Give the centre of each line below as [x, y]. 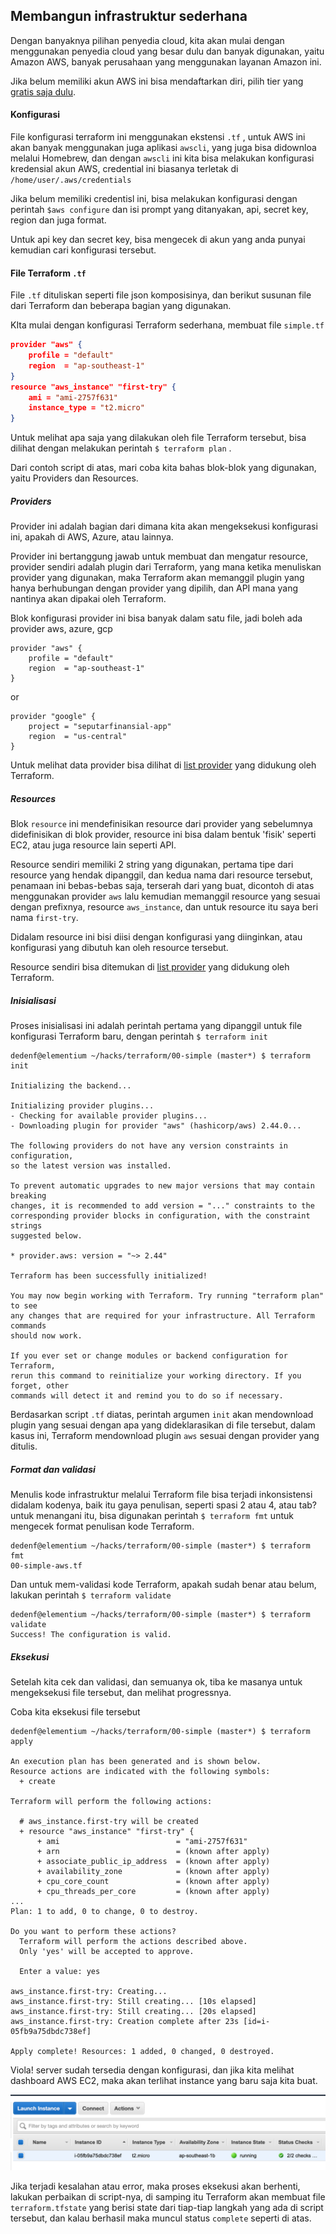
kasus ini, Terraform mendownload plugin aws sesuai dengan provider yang [165, 1436]
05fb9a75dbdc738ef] [51, 2032]
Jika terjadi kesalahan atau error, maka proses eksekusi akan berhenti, [155, 2186]
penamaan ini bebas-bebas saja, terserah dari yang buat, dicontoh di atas [162, 886]
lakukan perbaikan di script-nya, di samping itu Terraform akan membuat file [168, 2197]
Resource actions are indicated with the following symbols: [140, 1772]
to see [24, 1306]
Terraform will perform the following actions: [111, 1802]
